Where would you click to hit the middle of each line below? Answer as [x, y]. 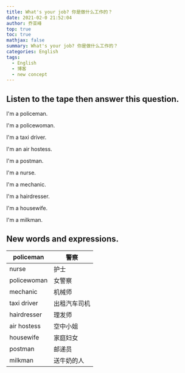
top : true [19, 29]
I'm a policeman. [27, 114]
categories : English [33, 52]
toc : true [19, 35]
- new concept [30, 74]
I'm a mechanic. [26, 185]
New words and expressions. [62, 239]
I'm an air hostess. [30, 149]
